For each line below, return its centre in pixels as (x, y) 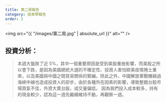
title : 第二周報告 (22, 10)
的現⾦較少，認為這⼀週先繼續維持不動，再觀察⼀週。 (72, 95)
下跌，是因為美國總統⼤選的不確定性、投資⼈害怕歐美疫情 (85, 70)
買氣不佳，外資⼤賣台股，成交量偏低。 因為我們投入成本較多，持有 (90, 88)
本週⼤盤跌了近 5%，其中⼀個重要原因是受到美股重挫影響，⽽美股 (84, 64)
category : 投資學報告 (26, 14)
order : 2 (14, 19)
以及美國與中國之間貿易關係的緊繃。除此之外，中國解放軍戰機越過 (94, 76)
